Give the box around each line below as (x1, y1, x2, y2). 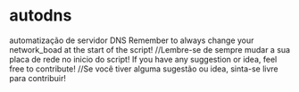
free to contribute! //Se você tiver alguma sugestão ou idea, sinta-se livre (9, 63, 278, 74)
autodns (9, 5, 72, 26)
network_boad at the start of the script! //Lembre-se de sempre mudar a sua (9, 44, 291, 54)
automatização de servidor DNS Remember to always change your (9, 35, 254, 46)
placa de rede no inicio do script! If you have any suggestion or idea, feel (9, 54, 278, 64)
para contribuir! (9, 72, 67, 83)
